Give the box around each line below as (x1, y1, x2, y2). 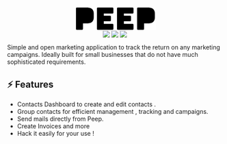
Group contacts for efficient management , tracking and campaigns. (16, 107, 209, 115)
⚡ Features (7, 78, 54, 90)
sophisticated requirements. (7, 58, 86, 66)
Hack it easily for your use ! (16, 129, 94, 137)
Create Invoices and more (16, 121, 90, 130)
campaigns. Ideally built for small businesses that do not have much (7, 51, 198, 59)
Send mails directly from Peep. (16, 115, 104, 123)
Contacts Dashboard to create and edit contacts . (16, 100, 156, 108)
